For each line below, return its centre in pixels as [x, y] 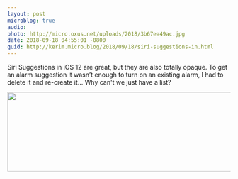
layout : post [27, 14]
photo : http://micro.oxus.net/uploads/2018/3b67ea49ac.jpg [96, 34]
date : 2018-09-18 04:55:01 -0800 [57, 40]
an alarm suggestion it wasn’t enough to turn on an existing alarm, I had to [115, 75]
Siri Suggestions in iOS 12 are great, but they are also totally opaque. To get [118, 67]
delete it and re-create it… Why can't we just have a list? [89, 82]
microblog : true [31, 21]
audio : [17, 27]
